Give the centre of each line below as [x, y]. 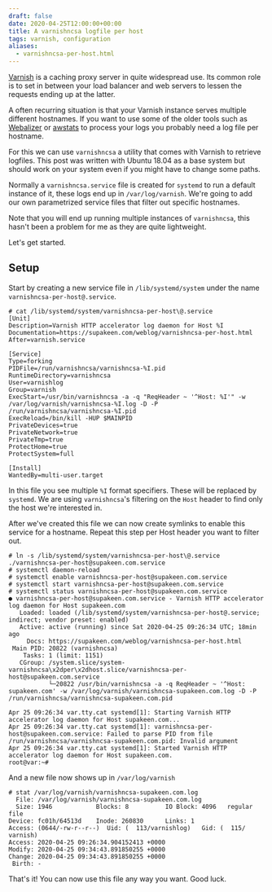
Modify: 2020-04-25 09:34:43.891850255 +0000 [87, 849]
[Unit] [20, 319]
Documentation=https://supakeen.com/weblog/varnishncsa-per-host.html [131, 332]
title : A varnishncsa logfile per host [76, 31]
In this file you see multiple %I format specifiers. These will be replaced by [133, 490]
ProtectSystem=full [42, 454]
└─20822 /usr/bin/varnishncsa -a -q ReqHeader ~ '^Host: [147, 684]
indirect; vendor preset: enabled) [69, 620]
